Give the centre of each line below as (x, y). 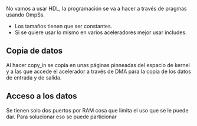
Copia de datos (35, 51)
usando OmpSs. (26, 15)
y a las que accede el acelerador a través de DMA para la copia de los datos (99, 71)
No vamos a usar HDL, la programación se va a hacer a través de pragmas (96, 9)
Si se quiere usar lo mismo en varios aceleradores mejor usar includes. (101, 32)
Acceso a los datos (42, 96)
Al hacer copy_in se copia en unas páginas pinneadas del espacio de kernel (98, 65)
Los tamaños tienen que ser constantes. (63, 26)
